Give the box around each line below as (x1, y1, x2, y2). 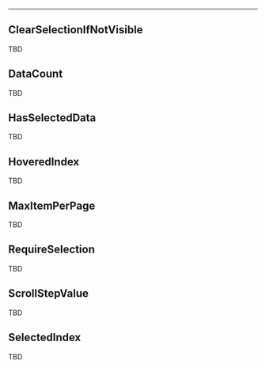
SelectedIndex (8, 331, 82, 344)
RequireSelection (8, 243, 95, 256)
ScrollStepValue (8, 286, 89, 301)
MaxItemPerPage (8, 199, 96, 212)
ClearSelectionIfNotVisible (8, 23, 143, 36)
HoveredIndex (8, 155, 80, 169)
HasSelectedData (8, 112, 97, 125)
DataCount (8, 67, 63, 81)
